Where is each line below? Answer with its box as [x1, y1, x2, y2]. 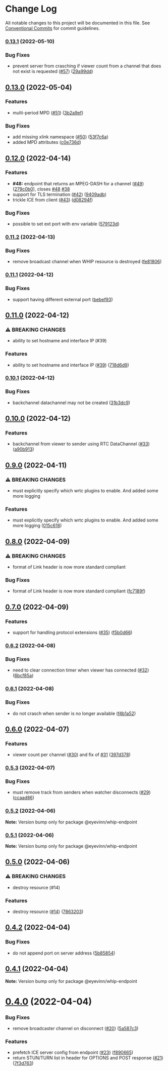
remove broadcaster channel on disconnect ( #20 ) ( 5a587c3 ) [12, 1025, 139, 1032]
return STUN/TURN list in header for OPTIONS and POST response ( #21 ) [12, 1055, 163, 1061]
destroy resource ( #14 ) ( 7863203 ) [12, 908, 84, 915]
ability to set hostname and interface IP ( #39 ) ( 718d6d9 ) [12, 362, 130, 368]
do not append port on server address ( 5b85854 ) [12, 950, 116, 956]
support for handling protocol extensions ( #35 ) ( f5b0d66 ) [12, 629, 133, 636]
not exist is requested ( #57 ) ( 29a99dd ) [12, 68, 93, 74]
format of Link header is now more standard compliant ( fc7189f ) [12, 588, 146, 594]
